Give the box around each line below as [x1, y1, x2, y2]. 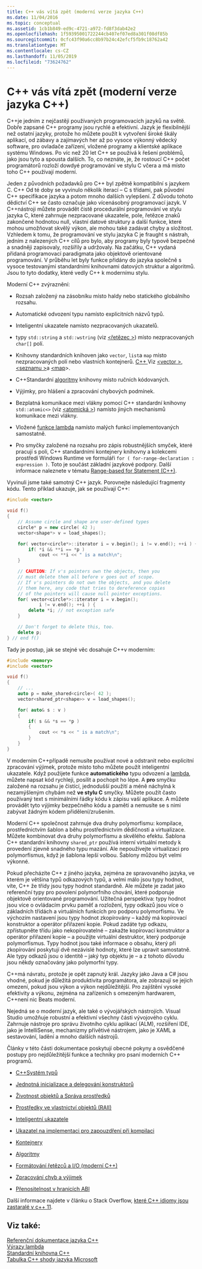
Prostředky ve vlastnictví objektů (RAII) [15, 1103, 112, 1111]
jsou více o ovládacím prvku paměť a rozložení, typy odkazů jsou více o [7, 901, 183, 908]
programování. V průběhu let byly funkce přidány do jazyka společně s [7, 256, 182, 264]
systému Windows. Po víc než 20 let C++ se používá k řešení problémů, [7, 149, 185, 157]
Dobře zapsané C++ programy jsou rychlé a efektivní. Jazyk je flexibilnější [7, 124, 191, 131]
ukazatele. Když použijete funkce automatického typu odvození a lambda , [7, 769, 191, 777]
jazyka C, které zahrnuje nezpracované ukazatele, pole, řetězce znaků [7, 212, 180, 219]
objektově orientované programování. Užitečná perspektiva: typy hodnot [7, 895, 186, 902]
